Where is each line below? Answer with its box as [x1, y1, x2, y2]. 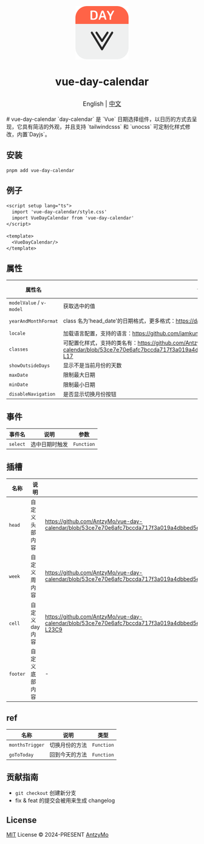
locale [8, 331, 25, 337]
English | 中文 [83, 100, 121, 108]
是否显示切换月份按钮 [63, 390, 117, 397]
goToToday [8, 752, 34, 758]
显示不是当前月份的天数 [63, 362, 122, 369]
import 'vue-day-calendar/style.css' [12, 208, 107, 215]
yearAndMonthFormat [8, 318, 58, 324]
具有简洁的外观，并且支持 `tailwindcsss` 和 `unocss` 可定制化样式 [22, 123, 185, 130]
